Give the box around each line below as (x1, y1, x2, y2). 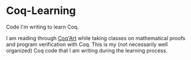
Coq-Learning (6, 4, 76, 17)
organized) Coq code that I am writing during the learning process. (6, 47, 167, 54)
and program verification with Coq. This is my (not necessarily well (6, 41, 168, 48)
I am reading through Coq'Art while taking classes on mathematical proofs (6, 34, 186, 41)
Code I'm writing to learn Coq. (6, 23, 79, 30)
